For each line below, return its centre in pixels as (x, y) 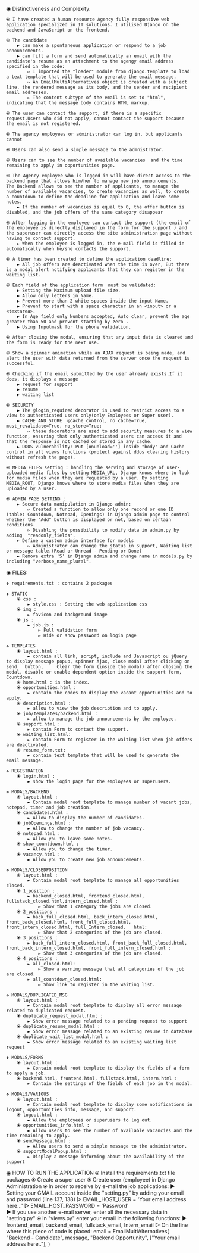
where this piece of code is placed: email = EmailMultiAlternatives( (88, 1231)
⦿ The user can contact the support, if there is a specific (84, 113)
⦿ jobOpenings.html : (44, 823)
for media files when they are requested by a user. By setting (87, 478)
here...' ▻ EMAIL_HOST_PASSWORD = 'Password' (67, 1206)
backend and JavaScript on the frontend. (58, 30)
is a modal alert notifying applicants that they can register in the (95, 270)
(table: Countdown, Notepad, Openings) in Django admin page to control (98, 515)
